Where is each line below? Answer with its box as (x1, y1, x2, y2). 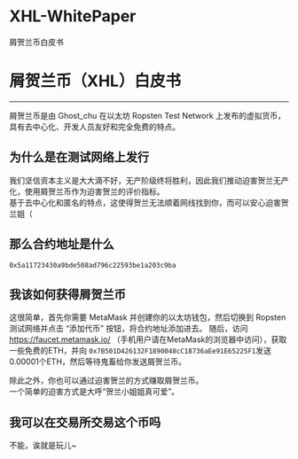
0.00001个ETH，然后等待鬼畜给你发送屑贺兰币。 (9, 356, 187, 367)
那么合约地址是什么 (9, 237, 114, 252)
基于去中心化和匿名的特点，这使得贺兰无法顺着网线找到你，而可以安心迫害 (9, 197, 281, 207)
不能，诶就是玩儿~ (9, 440, 77, 451)
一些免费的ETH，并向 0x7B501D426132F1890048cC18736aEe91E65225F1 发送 (9, 346, 272, 356)
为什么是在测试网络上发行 (9, 150, 149, 165)
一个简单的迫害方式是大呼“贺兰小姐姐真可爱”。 (9, 386, 180, 397)
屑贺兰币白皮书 (9, 36, 64, 47)
